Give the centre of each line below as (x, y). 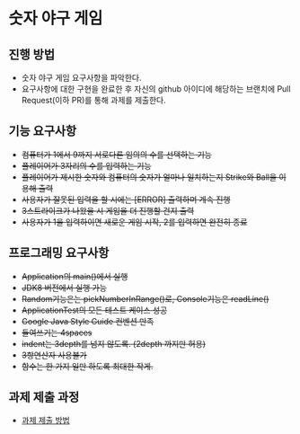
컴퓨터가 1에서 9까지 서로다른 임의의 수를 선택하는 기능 (116, 155)
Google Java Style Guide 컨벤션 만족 (88, 321)
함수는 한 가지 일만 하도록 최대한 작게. (87, 366)
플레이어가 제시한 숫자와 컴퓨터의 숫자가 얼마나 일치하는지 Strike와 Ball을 (149, 177)
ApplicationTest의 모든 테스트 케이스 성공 (94, 310)
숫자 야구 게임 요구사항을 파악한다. (81, 78)
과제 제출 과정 (44, 398)
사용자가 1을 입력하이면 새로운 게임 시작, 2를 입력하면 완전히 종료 (134, 222)
